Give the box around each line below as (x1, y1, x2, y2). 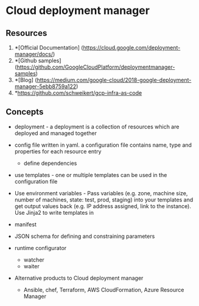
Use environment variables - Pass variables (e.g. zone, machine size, (14, 189, 188, 196)
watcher (23, 256, 45, 263)
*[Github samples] (14, 57, 61, 64)
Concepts (5, 107, 44, 117)
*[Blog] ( (14, 77, 37, 83)
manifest (14, 220, 37, 228)
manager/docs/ (14, 50, 54, 58)
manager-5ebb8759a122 (14, 83, 77, 90)
